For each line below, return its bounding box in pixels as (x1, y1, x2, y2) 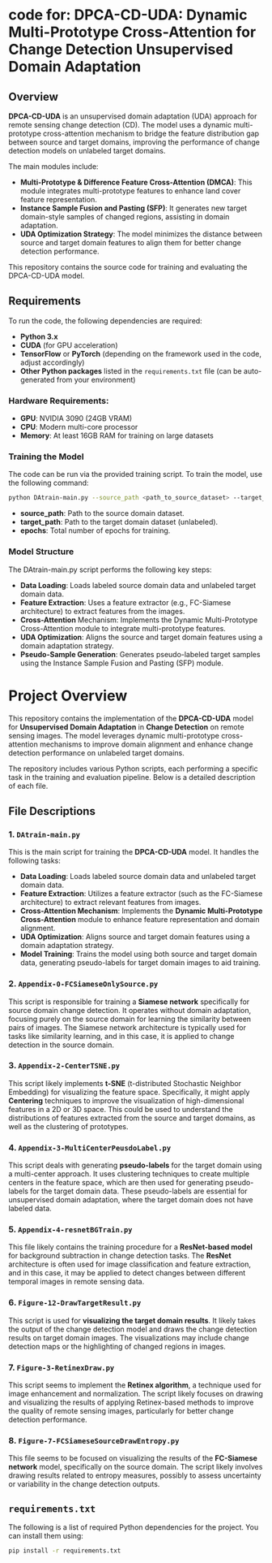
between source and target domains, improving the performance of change (8, 137, 261, 147)
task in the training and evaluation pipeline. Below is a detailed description (8, 772, 256, 781)
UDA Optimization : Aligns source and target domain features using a (19, 932, 250, 942)
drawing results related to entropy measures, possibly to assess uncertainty (8, 1470, 261, 1480)
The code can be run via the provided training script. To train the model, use (8, 470, 263, 479)
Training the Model (8, 451, 84, 462)
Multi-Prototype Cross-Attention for (8, 23, 257, 41)
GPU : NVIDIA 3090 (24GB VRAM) (19, 413, 133, 423)
